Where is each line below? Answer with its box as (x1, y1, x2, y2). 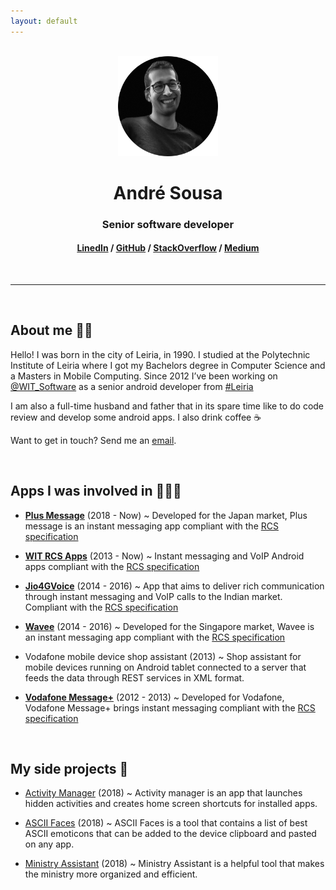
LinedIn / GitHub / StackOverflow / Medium (76, 242, 260, 254)
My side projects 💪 (10, 760, 129, 777)
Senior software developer (101, 217, 235, 231)
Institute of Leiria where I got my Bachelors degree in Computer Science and (10, 359, 326, 371)
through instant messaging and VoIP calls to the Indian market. (24, 590, 283, 602)
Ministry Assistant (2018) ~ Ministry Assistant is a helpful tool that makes (24, 858, 325, 870)
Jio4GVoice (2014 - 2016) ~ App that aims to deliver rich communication (24, 580, 325, 592)
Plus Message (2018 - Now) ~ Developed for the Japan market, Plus (24, 509, 308, 521)
